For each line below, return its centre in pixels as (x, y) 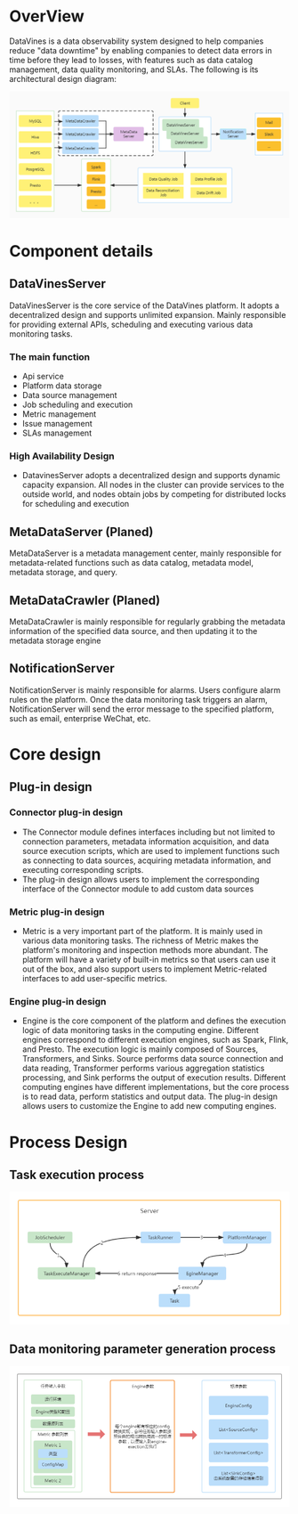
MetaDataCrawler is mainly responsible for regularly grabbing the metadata (148, 622)
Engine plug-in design (58, 1001)
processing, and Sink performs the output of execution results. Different (154, 1078)
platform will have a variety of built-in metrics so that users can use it (149, 960)
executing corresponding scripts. (83, 869)
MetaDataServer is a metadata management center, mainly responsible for (145, 553)
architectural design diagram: (63, 78)
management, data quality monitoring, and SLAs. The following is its (134, 69)
